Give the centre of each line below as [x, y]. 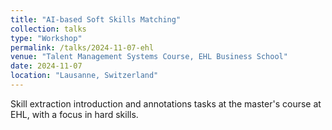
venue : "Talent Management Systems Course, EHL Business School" [149, 57]
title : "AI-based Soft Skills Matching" [96, 19]
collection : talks [48, 29]
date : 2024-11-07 [46, 66]
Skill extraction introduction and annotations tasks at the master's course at [166, 103]
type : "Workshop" [46, 38]
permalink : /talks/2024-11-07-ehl [82, 47]
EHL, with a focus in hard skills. [74, 114]
